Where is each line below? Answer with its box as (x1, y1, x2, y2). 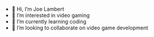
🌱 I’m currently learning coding (11, 18, 87, 25)
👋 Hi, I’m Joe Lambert (11, 6, 65, 12)
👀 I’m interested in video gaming (11, 12, 90, 19)
